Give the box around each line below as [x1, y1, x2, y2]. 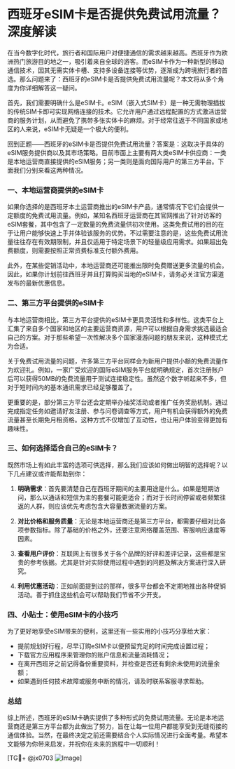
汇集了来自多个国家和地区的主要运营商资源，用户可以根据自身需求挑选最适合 [7, 324, 228, 333]
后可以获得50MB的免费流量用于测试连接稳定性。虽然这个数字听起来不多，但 [7, 374, 227, 382]
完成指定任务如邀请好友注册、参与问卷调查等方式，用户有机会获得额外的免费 [7, 406, 228, 415]
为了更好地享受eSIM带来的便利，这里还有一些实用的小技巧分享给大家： [7, 627, 212, 636]
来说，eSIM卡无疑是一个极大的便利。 [25, 124, 133, 133]
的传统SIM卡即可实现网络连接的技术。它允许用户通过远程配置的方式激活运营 [7, 107, 227, 116]
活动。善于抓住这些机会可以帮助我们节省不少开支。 [17, 590, 165, 599]
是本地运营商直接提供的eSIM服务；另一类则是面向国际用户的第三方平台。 [7, 157, 218, 166]
